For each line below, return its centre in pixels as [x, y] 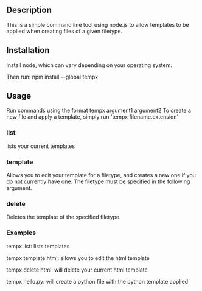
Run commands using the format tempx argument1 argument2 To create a [99, 110]
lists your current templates [40, 146]
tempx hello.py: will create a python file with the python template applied [97, 281]
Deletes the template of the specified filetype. [64, 217]
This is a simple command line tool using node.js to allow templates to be [98, 24]
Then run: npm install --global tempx [52, 77]
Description [29, 10]
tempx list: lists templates [38, 246]
